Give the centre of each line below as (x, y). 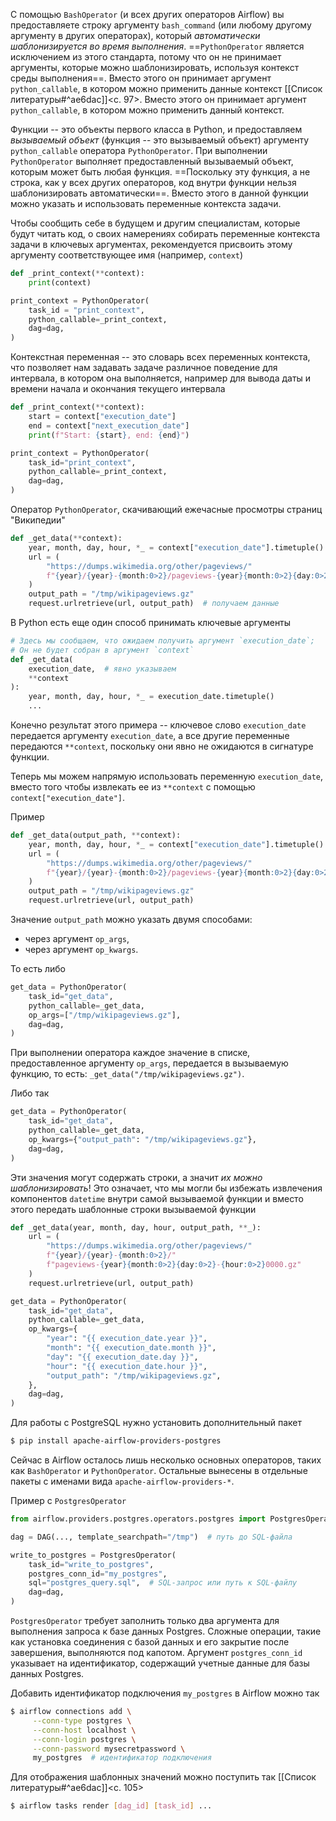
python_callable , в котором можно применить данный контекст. (147, 110)
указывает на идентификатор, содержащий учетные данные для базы (160, 1663)
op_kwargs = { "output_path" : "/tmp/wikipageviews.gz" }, (142, 1139)
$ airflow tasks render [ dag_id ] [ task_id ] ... (111, 1806)
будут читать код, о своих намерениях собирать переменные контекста (165, 233)
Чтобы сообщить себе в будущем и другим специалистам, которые (155, 223)
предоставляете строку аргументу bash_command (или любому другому (161, 25)
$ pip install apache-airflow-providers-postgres (116, 1441)
